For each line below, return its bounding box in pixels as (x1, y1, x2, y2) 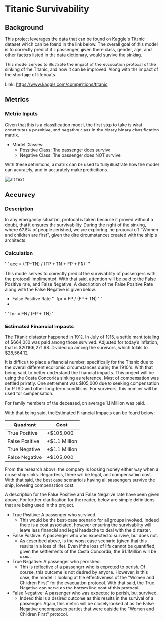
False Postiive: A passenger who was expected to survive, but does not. (12, 532, 158, 538)
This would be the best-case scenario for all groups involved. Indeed (19, 517, 159, 523)
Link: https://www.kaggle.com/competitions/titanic (5, 81, 108, 87)
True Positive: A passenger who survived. (12, 511, 97, 518)
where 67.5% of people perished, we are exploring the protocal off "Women (5, 227, 159, 233)
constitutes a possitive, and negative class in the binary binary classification (5, 127, 159, 132)
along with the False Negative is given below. (5, 286, 96, 292)
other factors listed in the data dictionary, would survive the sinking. (5, 52, 142, 58)
